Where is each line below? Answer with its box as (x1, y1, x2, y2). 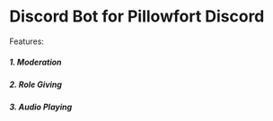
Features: (9, 36, 45, 47)
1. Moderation (9, 56, 62, 67)
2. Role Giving (9, 79, 63, 90)
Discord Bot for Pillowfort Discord (9, 6, 265, 27)
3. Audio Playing (9, 101, 73, 113)
